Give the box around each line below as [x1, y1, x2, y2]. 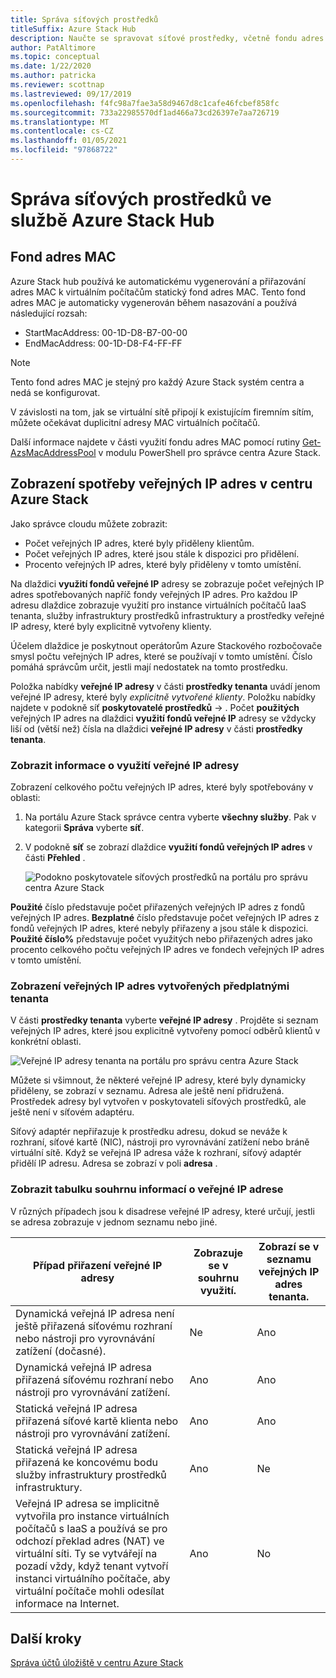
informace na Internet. [15, 1596, 120, 1610]
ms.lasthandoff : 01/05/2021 [10, 136, 128, 146]
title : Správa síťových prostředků [10, 14, 159, 25]
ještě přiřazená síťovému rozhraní [15, 1319, 173, 1333]
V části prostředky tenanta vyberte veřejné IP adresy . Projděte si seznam [10, 1014, 319, 1026]
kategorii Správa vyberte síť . [24, 821, 145, 833]
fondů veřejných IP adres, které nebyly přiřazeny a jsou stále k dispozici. [10, 922, 309, 934]
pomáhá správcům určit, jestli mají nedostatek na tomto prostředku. [10, 661, 288, 673]
